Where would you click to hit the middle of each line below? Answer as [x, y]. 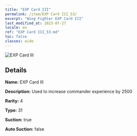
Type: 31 [14, 110]
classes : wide [19, 41]
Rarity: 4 [14, 101]
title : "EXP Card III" [28, 9]
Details [16, 70]
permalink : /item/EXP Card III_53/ [41, 14]
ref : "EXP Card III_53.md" [32, 32]
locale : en [16, 28]
